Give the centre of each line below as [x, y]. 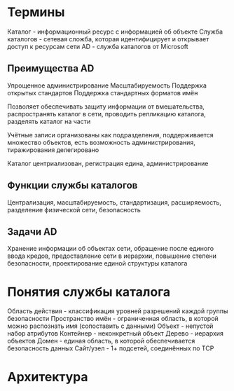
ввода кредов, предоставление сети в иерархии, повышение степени [112, 256]
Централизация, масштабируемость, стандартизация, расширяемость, [115, 202]
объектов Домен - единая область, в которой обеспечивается [101, 341]
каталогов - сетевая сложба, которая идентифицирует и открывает [108, 39]
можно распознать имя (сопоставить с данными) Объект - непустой [110, 326]
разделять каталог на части [49, 121]
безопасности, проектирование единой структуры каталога [97, 263]
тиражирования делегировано [53, 150]
